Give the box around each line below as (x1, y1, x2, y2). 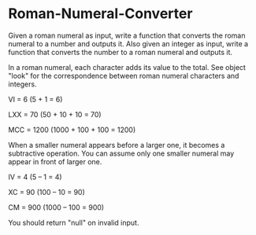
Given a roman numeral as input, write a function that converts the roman (8, 31, 246, 40)
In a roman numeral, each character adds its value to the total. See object (8, 62, 247, 72)
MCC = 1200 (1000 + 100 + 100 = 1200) (8, 125, 136, 134)
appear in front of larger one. (8, 156, 102, 166)
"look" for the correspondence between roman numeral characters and (8, 71, 239, 80)
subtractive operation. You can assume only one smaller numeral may (8, 149, 235, 158)
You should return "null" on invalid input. (8, 218, 139, 227)
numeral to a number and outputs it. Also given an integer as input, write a (8, 39, 249, 48)
